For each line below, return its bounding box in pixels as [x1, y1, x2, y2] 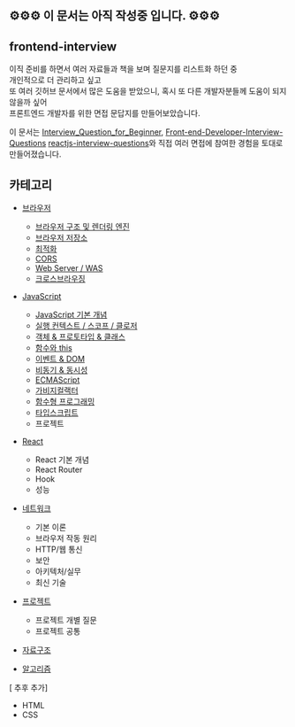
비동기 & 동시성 [34, 365, 88, 375]
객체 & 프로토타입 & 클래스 [34, 331, 126, 343]
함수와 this [34, 343, 72, 353]
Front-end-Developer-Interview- [165, 127, 284, 137]
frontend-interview [9, 39, 117, 54]
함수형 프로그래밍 [34, 397, 95, 407]
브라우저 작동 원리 [34, 533, 97, 544]
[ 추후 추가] [9, 683, 49, 693]
